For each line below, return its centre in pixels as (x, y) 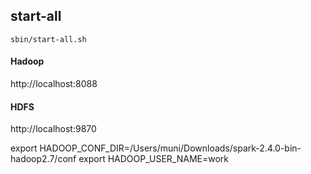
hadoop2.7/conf (43, 159)
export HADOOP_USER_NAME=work (153, 159)
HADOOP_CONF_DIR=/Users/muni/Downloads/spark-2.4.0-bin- (170, 148)
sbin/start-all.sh (48, 39)
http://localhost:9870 (53, 129)
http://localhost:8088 (54, 84)
